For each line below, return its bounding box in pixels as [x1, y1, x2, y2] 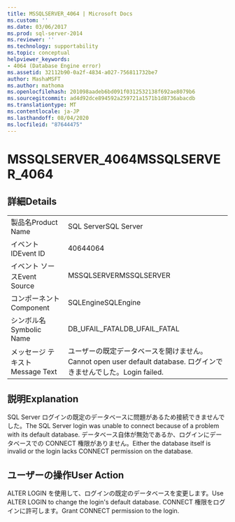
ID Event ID [10, 248, 45, 258]
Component [10, 303, 50, 312]
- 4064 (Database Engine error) [7, 62, 101, 69]
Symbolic [10, 324, 42, 334]
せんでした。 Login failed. [81, 367, 164, 377]
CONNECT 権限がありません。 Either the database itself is [45, 439, 211, 448]
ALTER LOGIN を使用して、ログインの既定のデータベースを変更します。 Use [7, 489, 224, 497]
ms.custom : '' [7, 17, 49, 24]
